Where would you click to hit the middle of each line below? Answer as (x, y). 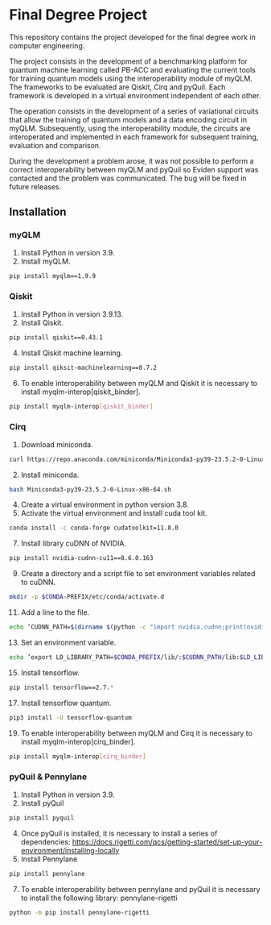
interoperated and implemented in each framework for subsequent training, (134, 137)
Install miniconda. (50, 475)
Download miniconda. (57, 444)
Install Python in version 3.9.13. (72, 314)
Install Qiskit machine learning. (72, 353)
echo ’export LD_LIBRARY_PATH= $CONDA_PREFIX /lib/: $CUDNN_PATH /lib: (125, 657)
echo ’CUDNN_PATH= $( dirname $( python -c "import (92, 627)
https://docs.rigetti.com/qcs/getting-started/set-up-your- (167, 842)
